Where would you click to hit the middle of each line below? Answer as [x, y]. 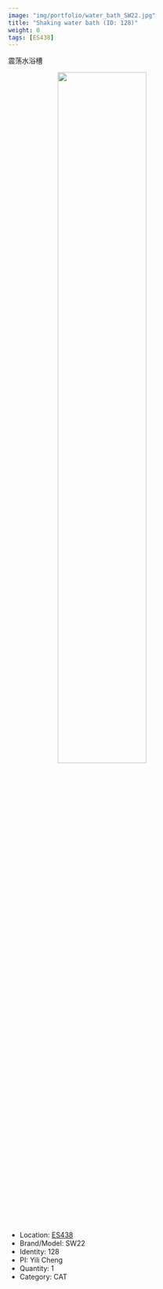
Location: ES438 [46, 1235]
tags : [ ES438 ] [31, 37]
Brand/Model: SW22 [52, 1243]
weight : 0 [24, 30]
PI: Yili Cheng [41, 1260]
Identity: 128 [40, 1252]
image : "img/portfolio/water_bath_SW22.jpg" [82, 15]
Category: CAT [43, 1277]
